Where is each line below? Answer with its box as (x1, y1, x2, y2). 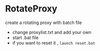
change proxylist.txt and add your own (12, 29, 92, 35)
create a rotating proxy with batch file (5, 19, 82, 25)
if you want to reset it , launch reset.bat (12, 39, 96, 45)
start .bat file (12, 34, 39, 40)
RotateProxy (5, 3, 58, 14)
